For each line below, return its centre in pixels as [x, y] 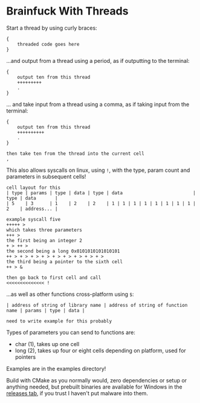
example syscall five [34, 219]
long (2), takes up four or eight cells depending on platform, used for [100, 350]
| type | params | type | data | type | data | [101, 193]
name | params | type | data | [46, 310]
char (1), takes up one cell [47, 344]
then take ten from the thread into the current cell [76, 153]
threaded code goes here [48, 44]
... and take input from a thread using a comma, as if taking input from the [98, 104]
